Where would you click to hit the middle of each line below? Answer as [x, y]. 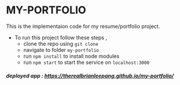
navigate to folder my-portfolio [61, 49]
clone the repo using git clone [61, 44]
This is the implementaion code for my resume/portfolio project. [83, 26]
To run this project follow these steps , [61, 37]
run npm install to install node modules [71, 56]
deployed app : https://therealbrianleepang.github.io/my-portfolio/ [90, 76]
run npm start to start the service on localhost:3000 [86, 62]
